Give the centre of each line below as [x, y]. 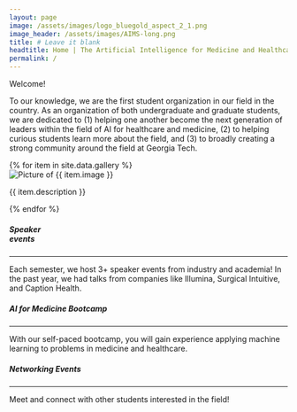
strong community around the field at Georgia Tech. [103, 148]
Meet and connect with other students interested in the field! [119, 399]
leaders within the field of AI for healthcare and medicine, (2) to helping [139, 129]
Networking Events [45, 369]
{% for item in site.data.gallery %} [71, 165]
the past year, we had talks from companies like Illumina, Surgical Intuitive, [145, 278]
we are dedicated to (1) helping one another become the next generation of [146, 120]
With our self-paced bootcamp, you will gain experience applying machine [145, 338]
